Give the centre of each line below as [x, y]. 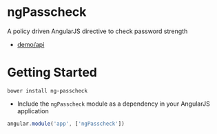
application [33, 111]
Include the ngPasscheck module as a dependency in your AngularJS [113, 104]
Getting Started [52, 73]
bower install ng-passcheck [48, 90]
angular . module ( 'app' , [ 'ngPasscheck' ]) [66, 124]
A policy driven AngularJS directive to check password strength [97, 31]
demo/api [31, 44]
